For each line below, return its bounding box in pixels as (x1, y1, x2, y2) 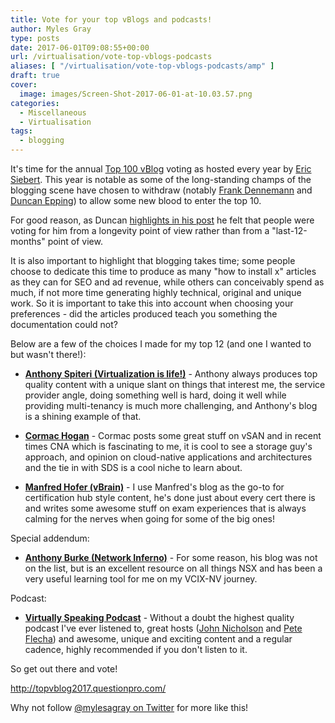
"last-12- (271, 225, 308, 236)
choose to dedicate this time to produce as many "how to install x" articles (10, 266, 317, 277)
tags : (10, 126, 33, 136)
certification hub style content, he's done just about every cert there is (24, 492, 316, 503)
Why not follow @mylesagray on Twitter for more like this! (10, 702, 249, 713)
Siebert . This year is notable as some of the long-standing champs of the (10, 174, 312, 185)
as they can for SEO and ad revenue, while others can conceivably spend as (10, 276, 325, 288)
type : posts (10, 33, 60, 43)
